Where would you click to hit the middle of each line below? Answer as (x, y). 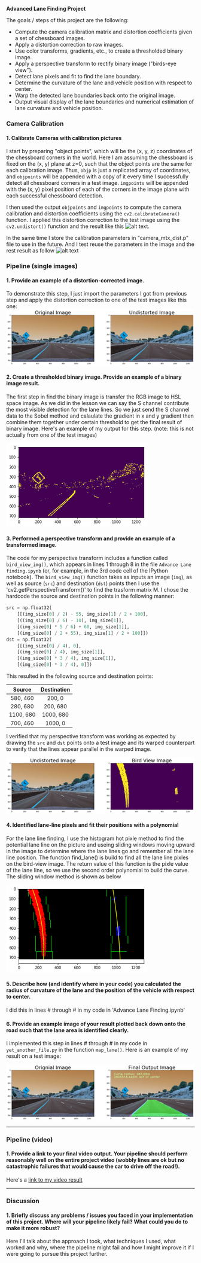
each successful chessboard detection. (55, 196)
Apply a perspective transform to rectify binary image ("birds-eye (95, 63)
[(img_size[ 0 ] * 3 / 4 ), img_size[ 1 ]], (67, 658)
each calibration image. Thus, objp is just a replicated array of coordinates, (98, 171)
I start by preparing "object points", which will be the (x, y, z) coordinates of (99, 151)
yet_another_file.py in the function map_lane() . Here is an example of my (97, 1050)
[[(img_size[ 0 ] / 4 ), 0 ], (49, 646)
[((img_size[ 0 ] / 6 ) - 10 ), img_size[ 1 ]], (71, 621)
